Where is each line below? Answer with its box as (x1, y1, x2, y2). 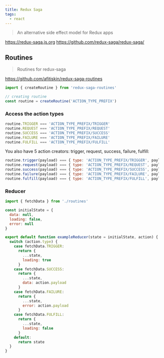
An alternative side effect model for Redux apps (17, 30, 113, 36)
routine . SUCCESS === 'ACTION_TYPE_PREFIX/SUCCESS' (5, 130, 110, 135)
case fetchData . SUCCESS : (14, 266, 64, 272)
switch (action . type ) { (9, 239, 58, 244)
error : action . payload (22, 303, 69, 308)
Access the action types (5, 110, 64, 117)
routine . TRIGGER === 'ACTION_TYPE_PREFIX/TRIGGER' (5, 121, 110, 126)
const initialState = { (5, 208, 54, 213)
